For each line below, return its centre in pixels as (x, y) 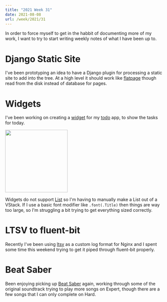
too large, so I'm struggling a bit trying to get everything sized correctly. (79, 210)
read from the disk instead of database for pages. (56, 84)
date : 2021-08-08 (23, 15)
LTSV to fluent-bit (43, 230)
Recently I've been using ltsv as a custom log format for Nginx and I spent (81, 244)
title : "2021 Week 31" (29, 10)
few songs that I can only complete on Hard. (51, 294)
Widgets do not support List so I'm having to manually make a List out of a (81, 200)
